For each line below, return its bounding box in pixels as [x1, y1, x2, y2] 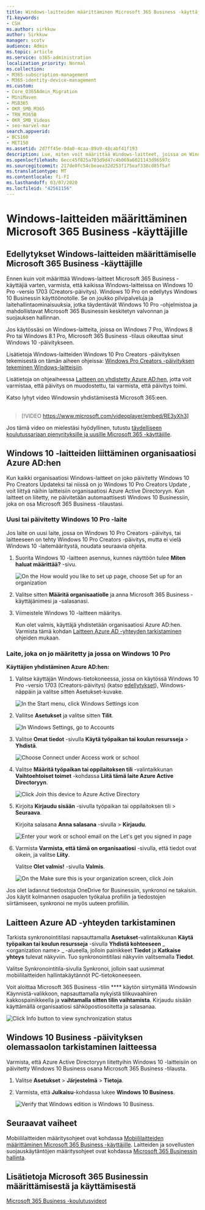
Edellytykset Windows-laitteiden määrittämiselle [6, 249, 196, 260]
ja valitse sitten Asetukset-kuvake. [37, 688, 123, 695]
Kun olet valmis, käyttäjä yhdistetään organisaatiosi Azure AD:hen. [15, 621, 182, 628]
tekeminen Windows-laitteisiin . [6, 364, 84, 371]
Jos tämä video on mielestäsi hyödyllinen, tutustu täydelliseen [6, 424, 162, 431]
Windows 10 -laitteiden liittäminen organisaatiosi [6, 448, 196, 459]
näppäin [15, 688, 36, 695]
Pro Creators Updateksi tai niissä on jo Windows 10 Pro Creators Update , [6, 480, 190, 488]
